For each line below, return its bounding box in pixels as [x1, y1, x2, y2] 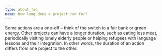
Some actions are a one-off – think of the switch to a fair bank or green [5, 25, 147, 30]
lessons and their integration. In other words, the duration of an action [5, 40, 144, 46]
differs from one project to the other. [5, 45, 78, 51]
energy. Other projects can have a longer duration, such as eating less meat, [5, 30, 158, 36]
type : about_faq [5, 7, 38, 12]
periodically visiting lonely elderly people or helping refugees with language [5, 35, 156, 41]
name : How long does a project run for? [5, 12, 88, 16]
